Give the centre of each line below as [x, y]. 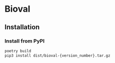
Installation [22, 27]
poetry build [18, 51]
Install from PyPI [25, 41]
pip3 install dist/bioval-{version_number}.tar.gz [57, 55]
